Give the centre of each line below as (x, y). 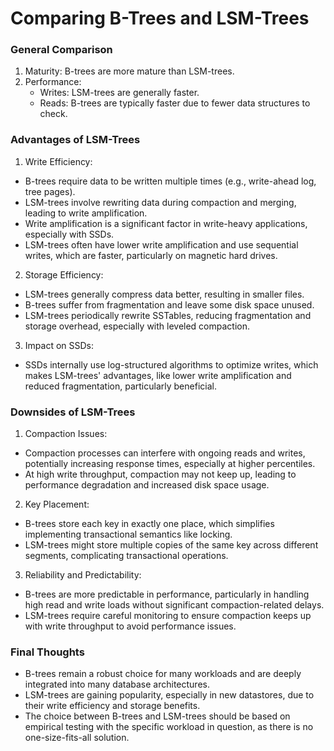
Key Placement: (57, 504)
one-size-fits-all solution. (77, 738)
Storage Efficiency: (64, 274)
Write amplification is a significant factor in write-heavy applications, (166, 223)
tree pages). (50, 191)
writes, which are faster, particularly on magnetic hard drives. (151, 255)
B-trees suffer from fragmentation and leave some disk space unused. (169, 304)
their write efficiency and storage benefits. (112, 706)
